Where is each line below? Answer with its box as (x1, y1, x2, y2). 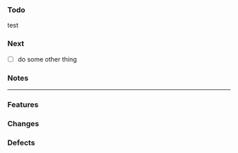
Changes (7, 118, 40, 128)
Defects (7, 137, 35, 147)
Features (7, 99, 39, 109)
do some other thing (17, 55, 77, 63)
